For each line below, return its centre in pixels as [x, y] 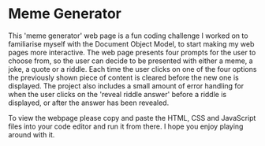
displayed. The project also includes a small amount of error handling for [126, 86]
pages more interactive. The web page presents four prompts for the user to [132, 52]
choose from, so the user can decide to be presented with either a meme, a [131, 61]
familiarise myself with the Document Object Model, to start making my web [131, 43]
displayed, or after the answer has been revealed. [89, 103]
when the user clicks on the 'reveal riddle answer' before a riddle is [118, 94]
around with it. [32, 134]
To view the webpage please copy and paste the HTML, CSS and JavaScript [132, 118]
